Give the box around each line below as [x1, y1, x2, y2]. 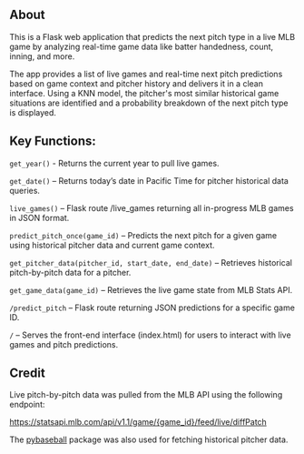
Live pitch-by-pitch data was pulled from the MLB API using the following [9, 389, 283, 400]
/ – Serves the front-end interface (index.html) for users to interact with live [9, 329, 292, 340]
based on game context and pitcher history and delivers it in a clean [9, 77, 263, 89]
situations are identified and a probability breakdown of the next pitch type [9, 97, 289, 108]
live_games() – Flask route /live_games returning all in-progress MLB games [9, 202, 294, 213]
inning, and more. [9, 50, 75, 62]
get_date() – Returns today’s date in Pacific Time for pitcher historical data [9, 175, 289, 186]
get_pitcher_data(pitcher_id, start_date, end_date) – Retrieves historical [9, 257, 293, 267]
